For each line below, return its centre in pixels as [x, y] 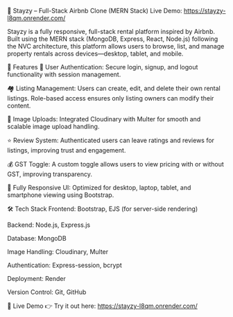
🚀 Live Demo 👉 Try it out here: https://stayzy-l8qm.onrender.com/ [102, 306]
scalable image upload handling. [53, 126]
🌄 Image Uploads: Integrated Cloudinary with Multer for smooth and [104, 119]
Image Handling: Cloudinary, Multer [58, 252]
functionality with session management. [64, 74]
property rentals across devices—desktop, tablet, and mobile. [95, 53]
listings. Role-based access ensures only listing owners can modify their [111, 98]
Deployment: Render [36, 279]
